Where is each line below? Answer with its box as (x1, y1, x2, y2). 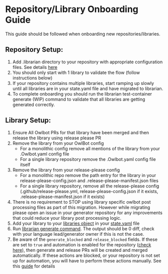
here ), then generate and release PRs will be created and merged (12, 247, 148, 253)
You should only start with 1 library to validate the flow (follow (12, 69, 140, 75)
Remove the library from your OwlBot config (12, 140, 104, 146)
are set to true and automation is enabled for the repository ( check (12, 241, 151, 247)
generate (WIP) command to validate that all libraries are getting (12, 96, 145, 102)
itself (20, 161, 31, 167)
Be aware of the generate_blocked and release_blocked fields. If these (12, 236, 157, 242)
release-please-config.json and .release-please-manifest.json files (20, 177, 158, 184)
